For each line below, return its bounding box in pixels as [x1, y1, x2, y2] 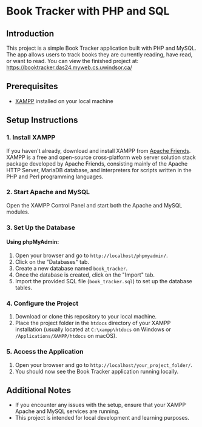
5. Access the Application [6, 348, 84, 356]
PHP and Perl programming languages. [6, 173, 104, 180]
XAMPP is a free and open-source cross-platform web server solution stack [6, 153, 196, 161]
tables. [15, 284, 32, 291]
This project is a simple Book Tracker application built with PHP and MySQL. [6, 44, 197, 52]
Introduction [6, 29, 55, 39]
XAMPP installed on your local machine [15, 97, 113, 104]
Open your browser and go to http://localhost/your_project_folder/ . [15, 361, 193, 368]
